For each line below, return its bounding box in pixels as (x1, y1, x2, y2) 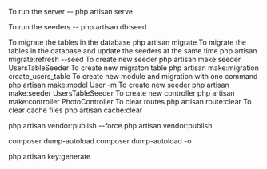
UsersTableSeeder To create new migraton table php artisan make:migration (8, 63, 260, 73)
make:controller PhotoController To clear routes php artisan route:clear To (8, 97, 252, 106)
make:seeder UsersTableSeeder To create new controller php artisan (8, 88, 235, 98)
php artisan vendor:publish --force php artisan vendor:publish (8, 121, 213, 130)
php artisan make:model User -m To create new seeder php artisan (8, 80, 229, 89)
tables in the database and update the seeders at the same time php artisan (8, 46, 257, 55)
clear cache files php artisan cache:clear (8, 105, 143, 115)
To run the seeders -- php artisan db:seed (8, 22, 147, 31)
